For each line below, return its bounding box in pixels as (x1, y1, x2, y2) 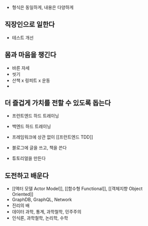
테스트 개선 (11, 34, 34, 40)
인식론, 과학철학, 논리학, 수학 (11, 215, 68, 221)
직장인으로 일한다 (4, 20, 55, 29)
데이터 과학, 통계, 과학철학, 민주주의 (11, 209, 81, 215)
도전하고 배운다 (4, 171, 49, 180)
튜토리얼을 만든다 (11, 155, 46, 161)
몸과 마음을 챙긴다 (4, 50, 56, 59)
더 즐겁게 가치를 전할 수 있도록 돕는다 (4, 99, 111, 107)
